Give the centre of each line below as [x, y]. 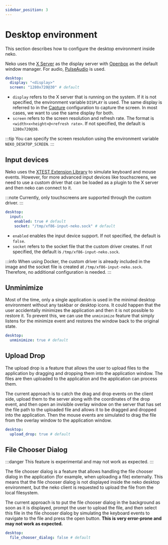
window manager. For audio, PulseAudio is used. [55, 69]
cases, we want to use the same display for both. [63, 113]
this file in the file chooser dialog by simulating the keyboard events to [77, 513]
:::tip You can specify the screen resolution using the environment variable [82, 139]
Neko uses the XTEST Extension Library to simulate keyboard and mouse [81, 172]
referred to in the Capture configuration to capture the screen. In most [85, 108]
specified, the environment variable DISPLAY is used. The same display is [87, 102]
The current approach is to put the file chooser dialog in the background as [83, 502]
